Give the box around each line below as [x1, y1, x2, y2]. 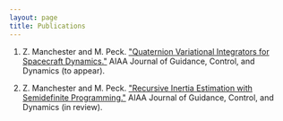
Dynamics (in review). [21, 101, 103, 112]
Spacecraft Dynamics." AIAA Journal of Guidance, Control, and [21, 56, 255, 66]
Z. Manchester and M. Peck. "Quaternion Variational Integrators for [21, 46, 270, 56]
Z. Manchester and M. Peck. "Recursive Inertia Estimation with [21, 82, 253, 93]
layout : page [9, 13, 58, 22]
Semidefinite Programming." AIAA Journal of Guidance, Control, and [21, 91, 275, 103]
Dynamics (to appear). [21, 65, 106, 76]
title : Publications [9, 22, 87, 30]
